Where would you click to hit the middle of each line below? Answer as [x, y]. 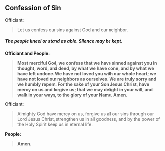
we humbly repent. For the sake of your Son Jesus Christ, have [83, 84]
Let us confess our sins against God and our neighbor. [73, 30]
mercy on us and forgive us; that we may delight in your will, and [85, 89]
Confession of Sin [33, 8]
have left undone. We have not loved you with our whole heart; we [86, 73]
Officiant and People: [27, 53]
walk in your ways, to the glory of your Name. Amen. [72, 95]
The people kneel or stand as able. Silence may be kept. [64, 41]
